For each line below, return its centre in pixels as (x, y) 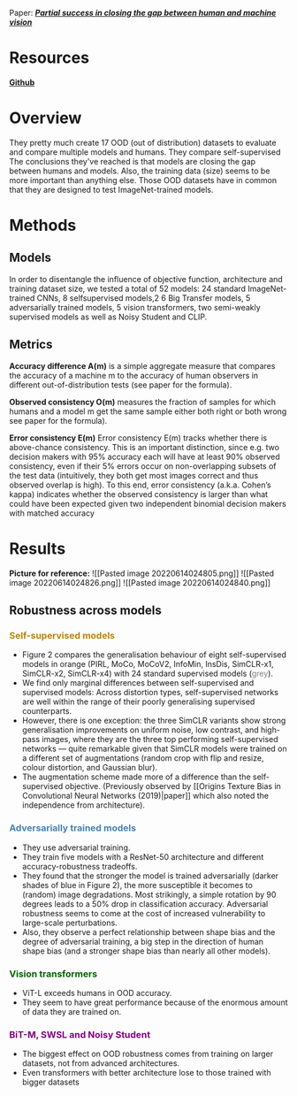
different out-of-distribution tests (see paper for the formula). (121, 385)
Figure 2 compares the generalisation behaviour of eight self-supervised (154, 655)
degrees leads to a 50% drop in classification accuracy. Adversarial (145, 904)
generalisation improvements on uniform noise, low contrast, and (140, 730)
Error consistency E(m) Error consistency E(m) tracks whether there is (138, 438)
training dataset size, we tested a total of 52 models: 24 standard (127, 288)
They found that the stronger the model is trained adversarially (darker (150, 876)
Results (38, 548)
